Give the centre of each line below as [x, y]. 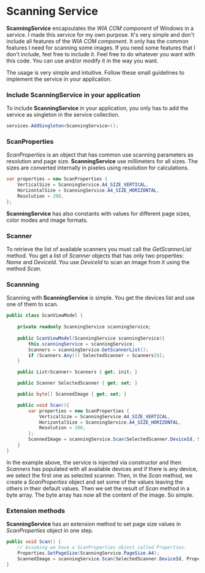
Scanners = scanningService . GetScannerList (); [88, 350]
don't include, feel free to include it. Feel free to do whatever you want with [101, 54]
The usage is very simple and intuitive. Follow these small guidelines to [95, 72]
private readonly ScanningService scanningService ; [84, 327]
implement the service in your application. [59, 79]
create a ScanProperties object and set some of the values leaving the [95, 482]
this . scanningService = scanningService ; [82, 344]
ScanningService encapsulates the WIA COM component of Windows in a [100, 28]
